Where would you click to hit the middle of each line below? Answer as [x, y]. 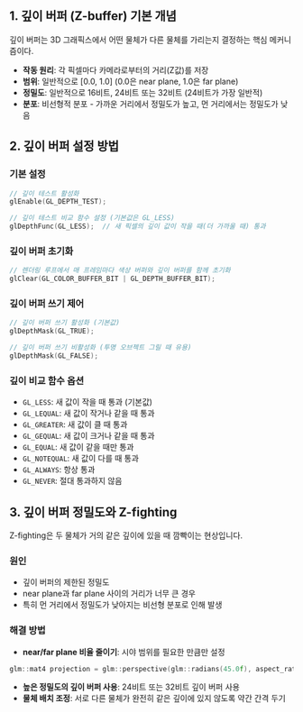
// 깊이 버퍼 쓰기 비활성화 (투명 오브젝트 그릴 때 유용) [101, 348]
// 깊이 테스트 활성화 [44, 193]
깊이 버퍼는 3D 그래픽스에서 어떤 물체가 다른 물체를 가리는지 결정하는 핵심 [138, 40]
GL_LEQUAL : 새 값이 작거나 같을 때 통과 [88, 414]
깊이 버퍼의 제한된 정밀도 [66, 582]
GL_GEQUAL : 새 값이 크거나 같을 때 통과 [88, 436]
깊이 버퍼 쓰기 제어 [47, 303]
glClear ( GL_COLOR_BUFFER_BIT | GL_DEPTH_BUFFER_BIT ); [113, 279]
